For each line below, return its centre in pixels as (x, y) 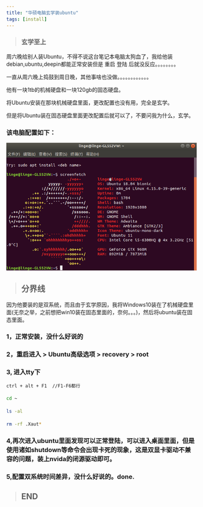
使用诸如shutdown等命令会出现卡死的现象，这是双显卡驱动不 (96, 450)
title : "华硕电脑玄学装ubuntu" (42, 13)
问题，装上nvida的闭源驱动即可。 (67, 459)
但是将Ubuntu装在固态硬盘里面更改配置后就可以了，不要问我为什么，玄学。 (100, 115)
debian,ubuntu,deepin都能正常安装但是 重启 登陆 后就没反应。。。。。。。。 (93, 64)
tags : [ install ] (27, 19)
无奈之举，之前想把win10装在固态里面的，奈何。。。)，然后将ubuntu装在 (100, 312)
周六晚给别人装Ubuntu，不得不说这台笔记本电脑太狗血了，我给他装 (90, 56)
